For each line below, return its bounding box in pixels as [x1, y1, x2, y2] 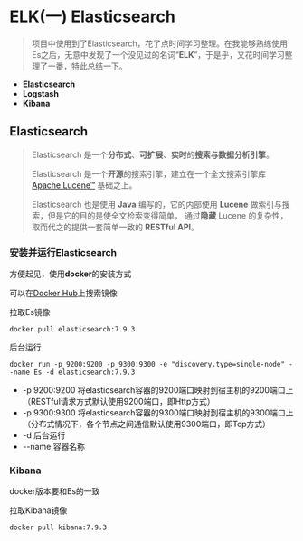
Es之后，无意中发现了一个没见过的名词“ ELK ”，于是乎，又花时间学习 [31, 49, 285, 60]
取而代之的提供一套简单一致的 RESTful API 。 [31, 221, 199, 232]
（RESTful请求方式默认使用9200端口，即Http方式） [22, 396, 215, 407]
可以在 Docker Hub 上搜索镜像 [9, 288, 118, 299]
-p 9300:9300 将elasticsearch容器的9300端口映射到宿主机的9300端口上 [22, 407, 294, 418]
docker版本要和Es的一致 [9, 486, 100, 497]
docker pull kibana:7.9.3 [9, 523, 107, 532]
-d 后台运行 [22, 430, 66, 441]
